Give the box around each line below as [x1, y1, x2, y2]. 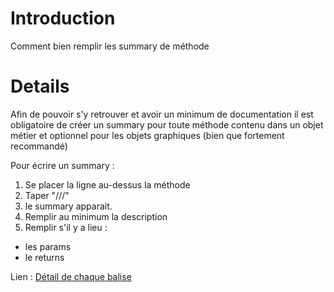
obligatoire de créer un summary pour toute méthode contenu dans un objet [10, 118, 324, 131]
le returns [24, 251, 65, 263]
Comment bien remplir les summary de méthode [10, 40, 210, 52]
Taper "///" [24, 189, 70, 201]
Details [10, 75, 70, 98]
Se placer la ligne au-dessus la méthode [24, 178, 191, 191]
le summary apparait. [24, 200, 113, 212]
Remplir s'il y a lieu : [24, 221, 108, 233]
